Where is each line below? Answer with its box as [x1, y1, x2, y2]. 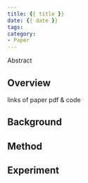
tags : [7, 23, 23, 30]
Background [7, 116, 62, 128]
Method [7, 140, 43, 152]
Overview [7, 77, 51, 89]
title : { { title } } [7, 10, 65, 18]
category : [7, 30, 37, 38]
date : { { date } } [7, 17, 58, 24]
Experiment [7, 165, 60, 177]
